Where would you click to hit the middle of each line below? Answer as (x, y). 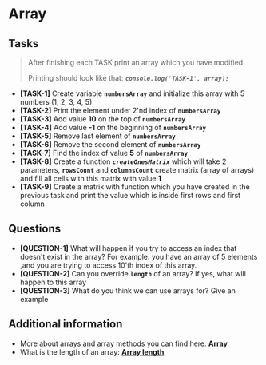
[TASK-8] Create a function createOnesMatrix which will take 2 (123, 161)
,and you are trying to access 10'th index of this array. (108, 265)
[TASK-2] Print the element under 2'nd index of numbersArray (120, 110)
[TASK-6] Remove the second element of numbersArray (110, 144)
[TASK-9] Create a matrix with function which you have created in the (135, 187)
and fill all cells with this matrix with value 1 (91, 178)
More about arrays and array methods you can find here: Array (123, 343)
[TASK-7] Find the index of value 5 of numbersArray (104, 153)
